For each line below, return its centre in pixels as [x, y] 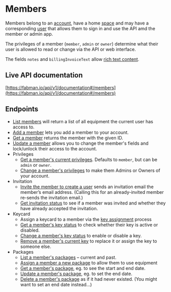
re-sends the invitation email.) [51, 197]
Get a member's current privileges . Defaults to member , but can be [89, 160]
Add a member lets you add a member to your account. [70, 132]
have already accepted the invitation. [59, 208]
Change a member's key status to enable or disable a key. [81, 235]
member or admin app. [29, 34]
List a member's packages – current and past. [68, 257]
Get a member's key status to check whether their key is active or [89, 224]
